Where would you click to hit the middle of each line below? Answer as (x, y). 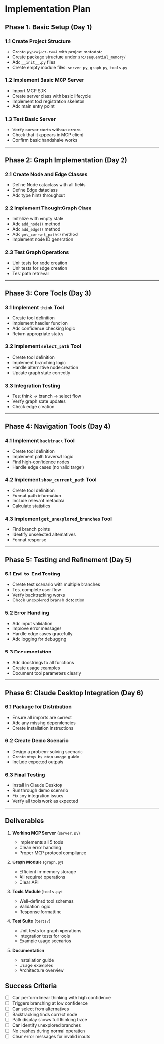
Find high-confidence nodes (41, 462)
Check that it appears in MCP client (48, 135)
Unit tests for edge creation (40, 268)
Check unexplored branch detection (48, 600)
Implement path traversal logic (43, 456)
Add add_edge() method (36, 229)
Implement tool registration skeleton (48, 101)
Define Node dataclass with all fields (49, 185)
